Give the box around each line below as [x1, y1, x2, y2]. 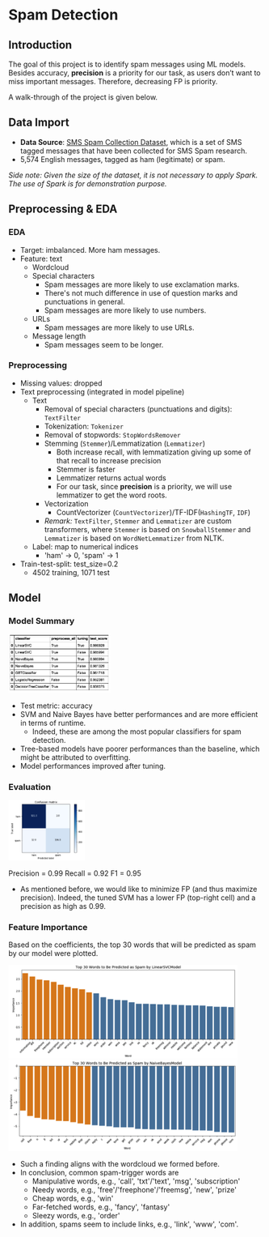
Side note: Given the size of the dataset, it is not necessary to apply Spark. [8, 170, 258, 180]
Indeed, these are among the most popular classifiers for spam [32, 727, 242, 736]
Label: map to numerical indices [32, 541, 139, 552]
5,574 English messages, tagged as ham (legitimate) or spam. [19, 154, 225, 164]
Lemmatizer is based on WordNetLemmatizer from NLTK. [44, 533, 225, 543]
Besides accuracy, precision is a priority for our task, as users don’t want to [8, 68, 261, 78]
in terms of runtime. [19, 718, 86, 727]
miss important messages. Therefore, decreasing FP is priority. [8, 77, 218, 86]
